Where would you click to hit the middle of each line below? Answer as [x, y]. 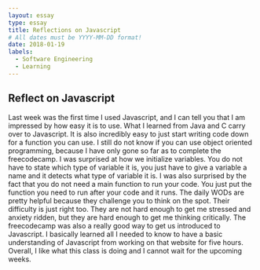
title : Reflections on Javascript [65, 30]
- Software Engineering [54, 60]
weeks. [20, 259]
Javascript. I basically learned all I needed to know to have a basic [115, 234]
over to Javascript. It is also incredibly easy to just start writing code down [128, 133]
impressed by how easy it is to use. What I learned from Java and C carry [127, 126]
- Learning [33, 67]
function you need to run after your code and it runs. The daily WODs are [126, 192]
